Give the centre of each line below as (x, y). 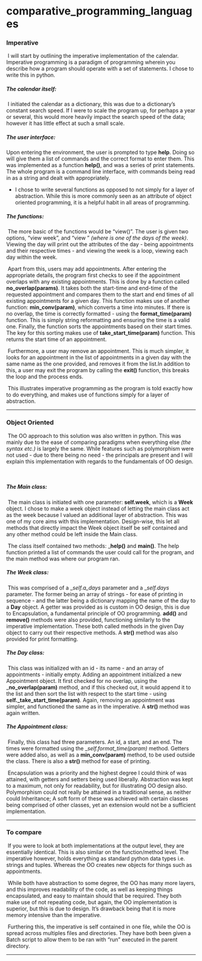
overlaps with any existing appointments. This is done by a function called (98, 282)
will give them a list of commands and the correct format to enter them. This (100, 159)
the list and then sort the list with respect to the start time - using (87, 693)
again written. (23, 712)
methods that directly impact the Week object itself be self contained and (97, 528)
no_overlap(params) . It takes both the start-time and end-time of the (92, 288)
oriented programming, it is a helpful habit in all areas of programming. (102, 203)
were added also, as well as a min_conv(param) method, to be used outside (101, 755)
